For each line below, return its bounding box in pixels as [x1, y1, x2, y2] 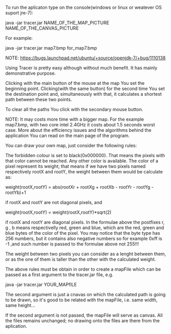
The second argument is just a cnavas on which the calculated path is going [5, 292, 166, 297]
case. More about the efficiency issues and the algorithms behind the [5, 127, 152, 133]
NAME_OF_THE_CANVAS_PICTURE [5, 25, 79, 31]
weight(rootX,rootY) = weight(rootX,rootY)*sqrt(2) [5, 209, 112, 215]
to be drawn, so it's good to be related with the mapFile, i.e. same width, [5, 297, 158, 303]
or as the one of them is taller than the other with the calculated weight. [5, 256, 156, 262]
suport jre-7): [5, 10, 33, 16]
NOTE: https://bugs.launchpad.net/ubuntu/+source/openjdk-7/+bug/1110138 [5, 55, 166, 61]
